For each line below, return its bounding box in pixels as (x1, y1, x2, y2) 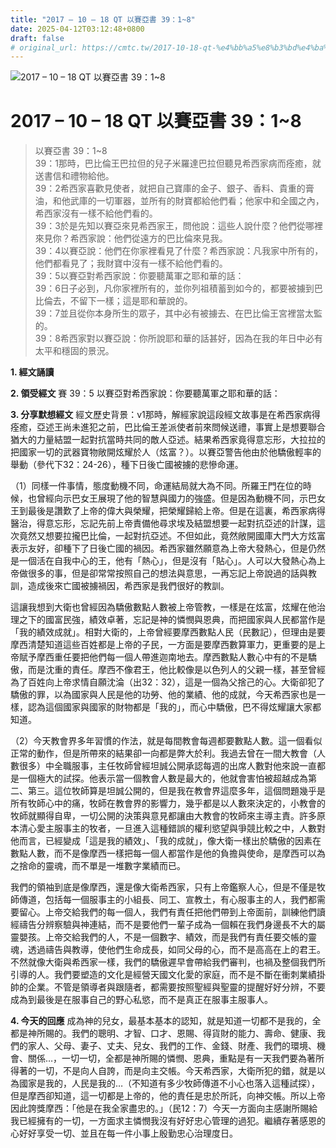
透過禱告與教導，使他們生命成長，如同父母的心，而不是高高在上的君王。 (27, 944, 326, 956)
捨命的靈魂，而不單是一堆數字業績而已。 (18, 860, 186, 872)
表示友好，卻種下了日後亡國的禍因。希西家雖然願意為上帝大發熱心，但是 (10, 542, 308, 555)
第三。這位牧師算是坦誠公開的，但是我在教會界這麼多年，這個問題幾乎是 (27, 785, 326, 797)
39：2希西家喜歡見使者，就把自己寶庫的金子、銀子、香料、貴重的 (34, 182, 306, 195)
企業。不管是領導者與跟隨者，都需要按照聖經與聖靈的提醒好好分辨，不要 (27, 981, 326, 993)
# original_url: (10, 42, 78, 53)
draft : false (10, 33, 65, 43)
